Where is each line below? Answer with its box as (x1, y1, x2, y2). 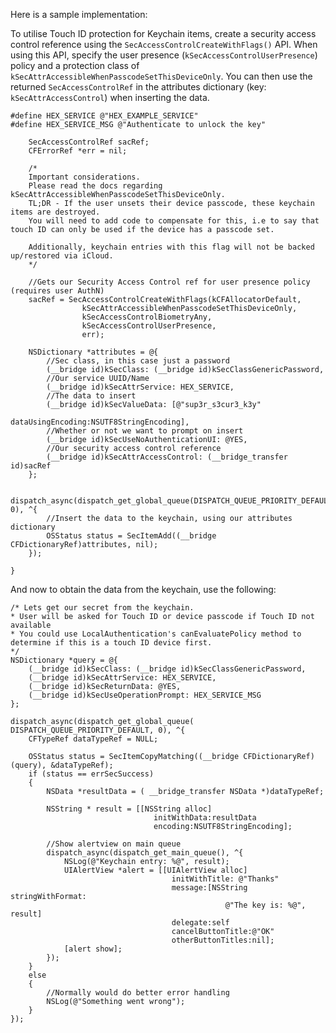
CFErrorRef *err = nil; (28, 146, 128, 156)
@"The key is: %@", (224, 900, 307, 910)
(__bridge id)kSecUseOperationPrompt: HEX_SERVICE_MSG (28, 690, 262, 700)
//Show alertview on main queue (46, 839, 182, 849)
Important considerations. (28, 172, 141, 182)
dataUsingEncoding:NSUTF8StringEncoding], (10, 417, 190, 427)
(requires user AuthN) (10, 286, 105, 296)
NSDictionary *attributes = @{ (28, 347, 159, 357)
